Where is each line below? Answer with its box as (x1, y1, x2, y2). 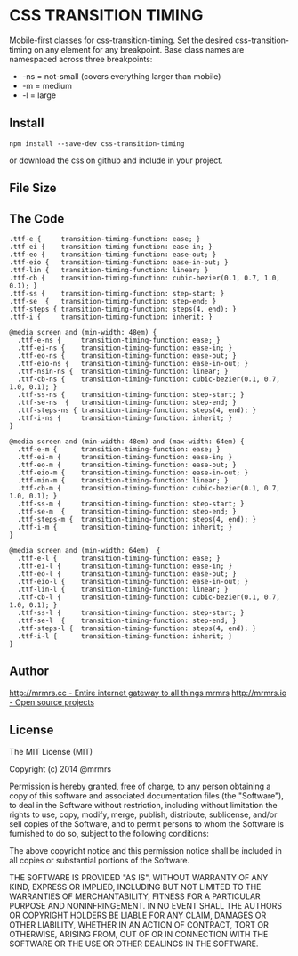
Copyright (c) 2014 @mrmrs (9, 763, 112, 774)
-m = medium (21, 80, 73, 91)
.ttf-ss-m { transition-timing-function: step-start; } (17, 499, 245, 508)
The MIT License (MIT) (9, 746, 93, 757)
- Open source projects (9, 696, 95, 708)
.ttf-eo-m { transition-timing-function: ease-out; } (17, 460, 238, 469)
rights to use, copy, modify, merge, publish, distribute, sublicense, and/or (9, 809, 278, 820)
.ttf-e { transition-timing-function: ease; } (9, 234, 201, 243)
